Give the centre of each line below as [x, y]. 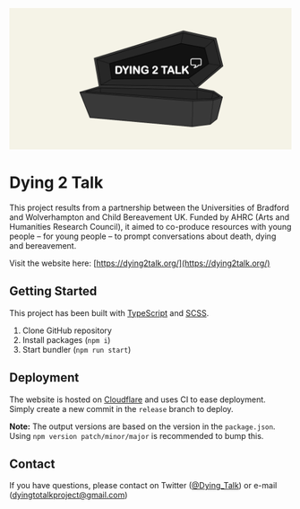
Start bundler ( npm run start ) [77, 349]
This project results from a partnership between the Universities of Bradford [149, 207]
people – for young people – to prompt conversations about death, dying [143, 236]
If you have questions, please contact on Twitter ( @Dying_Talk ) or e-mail [143, 486]
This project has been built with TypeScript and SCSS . [109, 312]
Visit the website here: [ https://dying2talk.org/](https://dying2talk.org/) [140, 263]
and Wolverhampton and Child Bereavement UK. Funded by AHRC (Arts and [150, 217]
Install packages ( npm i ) [66, 339]
